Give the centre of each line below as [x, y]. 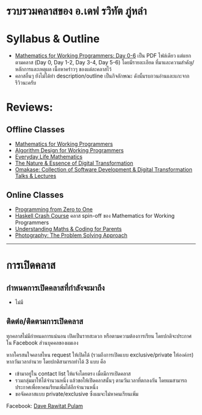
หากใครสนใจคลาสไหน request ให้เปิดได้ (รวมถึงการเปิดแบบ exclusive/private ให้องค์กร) [100, 355]
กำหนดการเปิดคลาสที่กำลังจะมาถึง [56, 288]
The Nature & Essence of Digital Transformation [74, 163]
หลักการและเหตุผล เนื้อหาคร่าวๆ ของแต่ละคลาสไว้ [63, 69]
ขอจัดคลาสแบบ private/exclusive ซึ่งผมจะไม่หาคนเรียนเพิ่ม [77, 394]
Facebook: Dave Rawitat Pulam [44, 406]
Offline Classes [35, 130]
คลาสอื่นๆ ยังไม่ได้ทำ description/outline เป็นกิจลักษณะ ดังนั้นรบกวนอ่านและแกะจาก [102, 76]
